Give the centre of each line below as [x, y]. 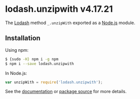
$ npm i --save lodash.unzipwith [40, 64]
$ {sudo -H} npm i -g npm [32, 59]
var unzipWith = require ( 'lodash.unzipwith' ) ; [54, 82]
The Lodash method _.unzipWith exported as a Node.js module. [70, 23]
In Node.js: [16, 73]
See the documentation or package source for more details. [66, 92]
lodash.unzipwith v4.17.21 [59, 9]
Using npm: [17, 50]
